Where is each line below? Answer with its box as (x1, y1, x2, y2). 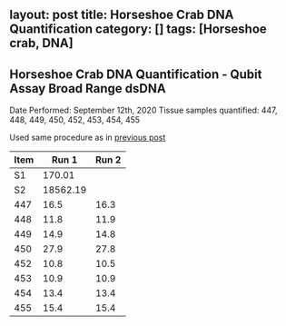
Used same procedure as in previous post (9, 132, 166, 143)
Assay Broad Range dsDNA (9, 81, 166, 96)
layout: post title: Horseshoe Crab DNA (9, 7, 234, 23)
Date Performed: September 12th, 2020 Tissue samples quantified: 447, (9, 104, 278, 116)
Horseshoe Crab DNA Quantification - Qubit (9, 66, 262, 82)
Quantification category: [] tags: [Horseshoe (9, 22, 268, 37)
